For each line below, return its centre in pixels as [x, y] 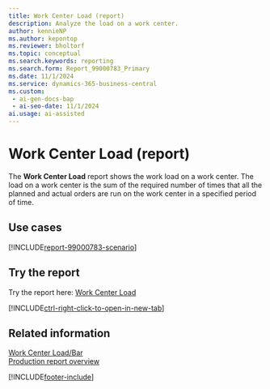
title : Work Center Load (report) [67, 16]
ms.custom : [27, 91]
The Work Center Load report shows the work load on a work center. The [131, 176]
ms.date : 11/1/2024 [41, 76]
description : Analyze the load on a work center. [94, 24]
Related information [59, 333]
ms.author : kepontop [43, 38]
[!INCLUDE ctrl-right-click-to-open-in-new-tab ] [86, 308]
